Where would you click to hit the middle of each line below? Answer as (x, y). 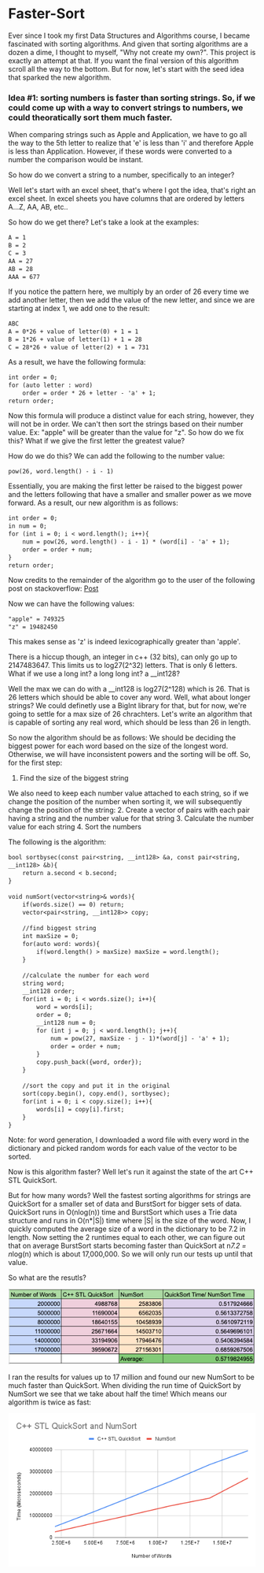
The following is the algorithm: (57, 842)
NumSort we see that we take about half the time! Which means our (118, 1393)
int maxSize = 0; (51, 937)
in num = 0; (27, 526)
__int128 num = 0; (66, 1023)
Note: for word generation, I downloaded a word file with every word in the (129, 1140)
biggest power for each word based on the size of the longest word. (118, 746)
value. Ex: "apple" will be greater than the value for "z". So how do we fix (126, 432)
